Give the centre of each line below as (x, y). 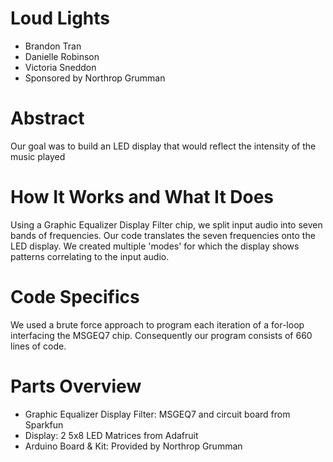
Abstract (47, 118)
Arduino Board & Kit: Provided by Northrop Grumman (133, 446)
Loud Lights (60, 18)
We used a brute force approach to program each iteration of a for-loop (157, 324)
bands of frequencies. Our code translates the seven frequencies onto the (163, 235)
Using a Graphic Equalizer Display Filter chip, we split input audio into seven (166, 224)
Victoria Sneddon (60, 67)
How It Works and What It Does (142, 197)
